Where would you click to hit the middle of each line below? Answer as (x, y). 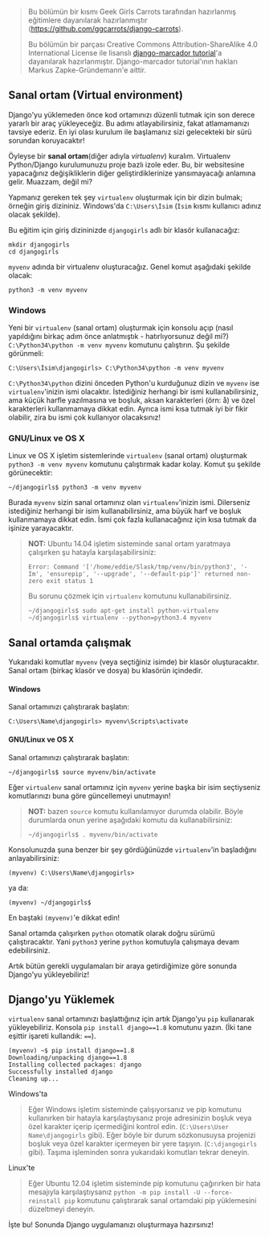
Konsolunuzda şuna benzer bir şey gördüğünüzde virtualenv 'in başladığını (132, 850)
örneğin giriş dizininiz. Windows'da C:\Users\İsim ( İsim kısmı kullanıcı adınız (135, 205)
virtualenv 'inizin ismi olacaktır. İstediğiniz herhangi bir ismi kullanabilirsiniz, (133, 392)
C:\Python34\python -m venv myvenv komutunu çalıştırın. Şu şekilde (119, 345)
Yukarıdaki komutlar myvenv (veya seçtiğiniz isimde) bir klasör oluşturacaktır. (134, 662)
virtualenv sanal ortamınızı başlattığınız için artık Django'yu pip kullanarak (131, 1019)
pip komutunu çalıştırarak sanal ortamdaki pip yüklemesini (160, 1201)
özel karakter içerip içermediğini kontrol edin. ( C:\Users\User (128, 1127)
